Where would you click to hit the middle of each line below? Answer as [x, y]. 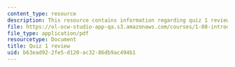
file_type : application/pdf [48, 33]
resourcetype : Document [42, 40]
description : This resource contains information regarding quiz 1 [108, 20]
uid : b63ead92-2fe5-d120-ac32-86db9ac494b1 [72, 53]
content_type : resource [42, 14]
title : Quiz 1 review [39, 46]
